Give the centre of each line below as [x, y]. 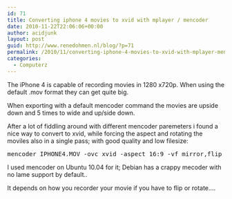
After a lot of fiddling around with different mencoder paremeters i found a [113, 126]
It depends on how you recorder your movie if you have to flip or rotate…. [112, 188]
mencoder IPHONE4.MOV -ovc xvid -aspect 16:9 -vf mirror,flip [115, 154]
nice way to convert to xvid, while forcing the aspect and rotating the [105, 133]
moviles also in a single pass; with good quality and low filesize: [98, 141]
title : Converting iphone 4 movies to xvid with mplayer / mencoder [108, 20]
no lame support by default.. [47, 174]
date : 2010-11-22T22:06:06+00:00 [55, 26]
